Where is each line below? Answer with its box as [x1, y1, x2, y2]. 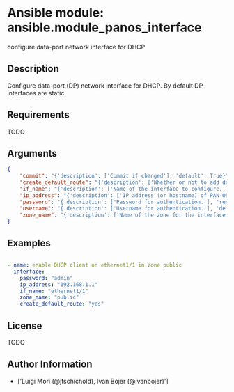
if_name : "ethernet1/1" [19, 288, 89, 295]
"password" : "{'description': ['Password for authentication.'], [19, 198, 214, 205]
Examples [7, 237, 51, 249]
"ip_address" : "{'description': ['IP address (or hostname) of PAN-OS [19, 191, 229, 199]
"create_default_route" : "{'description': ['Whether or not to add [19, 179, 219, 186]
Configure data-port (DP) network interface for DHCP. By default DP [7, 81, 203, 90]
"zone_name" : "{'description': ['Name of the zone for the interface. [19, 211, 229, 219]
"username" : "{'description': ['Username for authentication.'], [19, 205, 214, 212]
